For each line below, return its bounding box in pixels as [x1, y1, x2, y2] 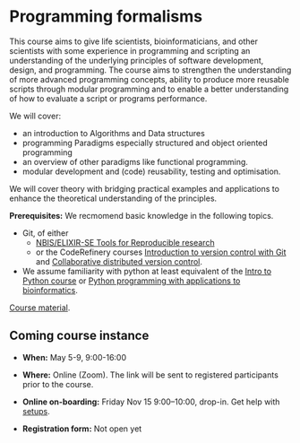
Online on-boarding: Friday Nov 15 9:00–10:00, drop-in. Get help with [21, 396, 280, 407]
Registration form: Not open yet [21, 423, 142, 434]
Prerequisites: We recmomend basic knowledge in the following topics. [9, 210, 274, 221]
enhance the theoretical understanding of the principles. [9, 193, 218, 204]
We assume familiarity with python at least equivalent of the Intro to [21, 265, 271, 276]
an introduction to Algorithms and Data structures [21, 127, 206, 138]
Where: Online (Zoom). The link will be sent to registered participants [21, 369, 279, 380]
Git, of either [21, 227, 69, 239]
